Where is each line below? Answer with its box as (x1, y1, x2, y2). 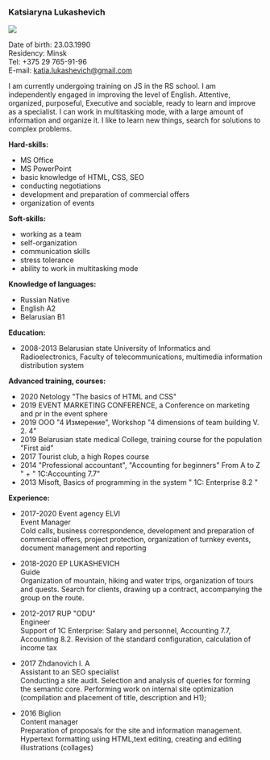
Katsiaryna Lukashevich (8, 6, 106, 18)
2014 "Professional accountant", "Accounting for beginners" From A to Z (19, 461, 260, 470)
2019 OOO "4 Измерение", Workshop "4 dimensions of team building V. (19, 418, 260, 428)
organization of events (19, 198, 95, 208)
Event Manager (19, 517, 71, 527)
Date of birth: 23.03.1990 (8, 40, 91, 50)
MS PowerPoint (19, 164, 72, 173)
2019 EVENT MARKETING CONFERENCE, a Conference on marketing (19, 400, 250, 410)
